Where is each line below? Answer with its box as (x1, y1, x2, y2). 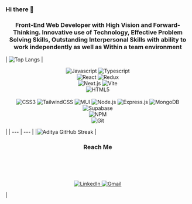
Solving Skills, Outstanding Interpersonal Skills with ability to (9, 35, 187, 43)
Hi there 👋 (5, 5, 35, 13)
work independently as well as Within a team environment (13, 43, 182, 51)
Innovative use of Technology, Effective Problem (42, 28, 183, 36)
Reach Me (83, 143, 112, 151)
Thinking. (13, 28, 41, 36)
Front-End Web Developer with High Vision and (15, 20, 152, 29)
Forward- (153, 20, 181, 29)
